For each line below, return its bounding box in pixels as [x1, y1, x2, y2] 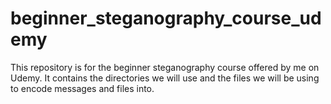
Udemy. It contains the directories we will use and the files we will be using [10, 72, 320, 84]
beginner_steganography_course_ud [10, 7, 322, 30]
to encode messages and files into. [10, 82, 155, 94]
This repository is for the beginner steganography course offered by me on [10, 61, 320, 73]
